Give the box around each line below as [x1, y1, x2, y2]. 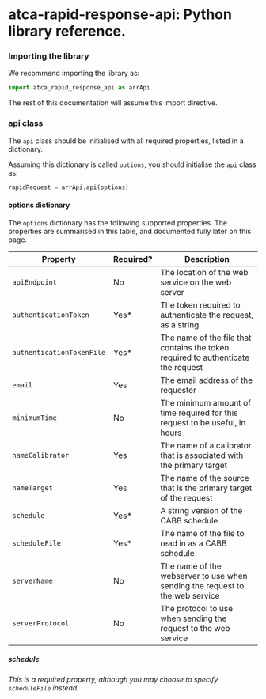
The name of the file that [160, 332, 252, 343]
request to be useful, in [160, 417, 246, 428]
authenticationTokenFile [12, 348, 106, 357]
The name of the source [160, 472, 249, 483]
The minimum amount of [160, 397, 252, 408]
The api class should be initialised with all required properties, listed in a [8, 136, 244, 145]
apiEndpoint [12, 278, 58, 286]
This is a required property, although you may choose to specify [8, 674, 218, 684]
